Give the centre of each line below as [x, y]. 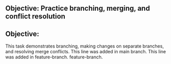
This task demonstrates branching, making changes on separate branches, [85, 46]
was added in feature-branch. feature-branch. [54, 57]
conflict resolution [35, 17]
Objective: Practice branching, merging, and [78, 8]
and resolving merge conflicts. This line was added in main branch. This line [86, 52]
